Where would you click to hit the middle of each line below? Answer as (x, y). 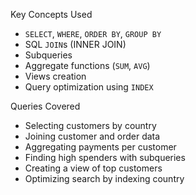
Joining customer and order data (92, 136)
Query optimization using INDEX (89, 87)
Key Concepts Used (51, 14)
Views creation (55, 76)
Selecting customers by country (90, 125)
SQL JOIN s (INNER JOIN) (75, 44)
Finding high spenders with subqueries (105, 157)
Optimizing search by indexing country (104, 178)
